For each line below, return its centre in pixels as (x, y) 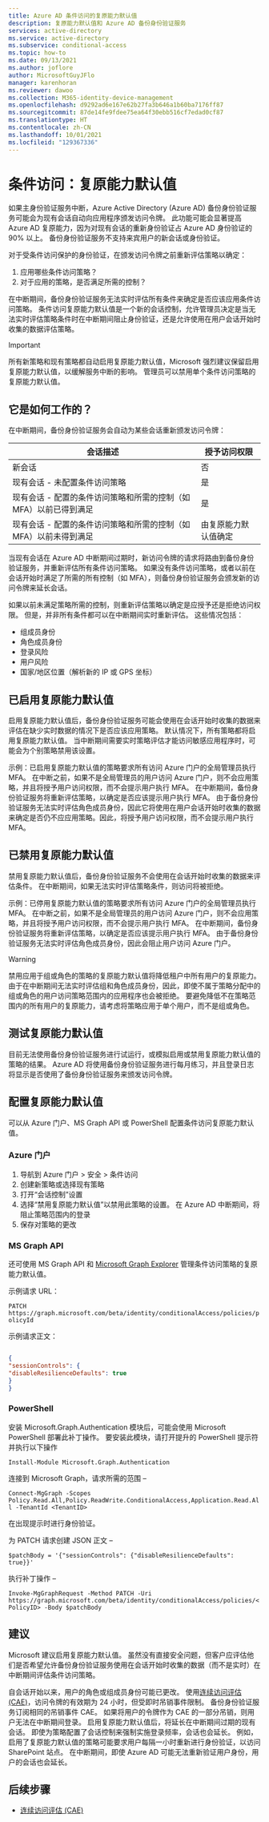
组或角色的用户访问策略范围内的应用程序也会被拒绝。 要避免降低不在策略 (128, 995)
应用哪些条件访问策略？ (58, 272)
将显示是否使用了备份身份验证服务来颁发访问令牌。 (92, 1074)
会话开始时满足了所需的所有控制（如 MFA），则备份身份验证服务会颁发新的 (131, 578)
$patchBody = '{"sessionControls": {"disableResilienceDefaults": (121, 1555)
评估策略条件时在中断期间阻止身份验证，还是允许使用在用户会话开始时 (145, 319)
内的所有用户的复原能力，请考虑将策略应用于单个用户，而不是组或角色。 (134, 1005)
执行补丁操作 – (32, 1578)
